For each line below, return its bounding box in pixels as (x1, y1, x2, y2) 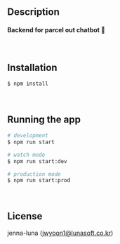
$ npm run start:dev (7, 158, 68, 165)
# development (7, 132, 49, 139)
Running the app (7, 113, 81, 125)
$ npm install (7, 80, 49, 87)
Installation (7, 61, 58, 73)
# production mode (7, 170, 61, 178)
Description (7, 6, 60, 18)
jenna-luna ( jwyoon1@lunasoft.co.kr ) (7, 229, 114, 238)
